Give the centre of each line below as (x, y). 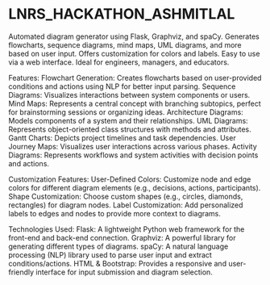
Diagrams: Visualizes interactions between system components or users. (129, 94)
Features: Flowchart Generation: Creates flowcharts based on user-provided (135, 78)
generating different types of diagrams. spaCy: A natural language (118, 246)
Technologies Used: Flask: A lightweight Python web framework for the (127, 229)
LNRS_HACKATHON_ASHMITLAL (122, 14)
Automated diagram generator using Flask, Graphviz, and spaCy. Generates (134, 36)
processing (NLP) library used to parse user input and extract (110, 254)
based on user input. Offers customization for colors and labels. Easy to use (134, 53)
